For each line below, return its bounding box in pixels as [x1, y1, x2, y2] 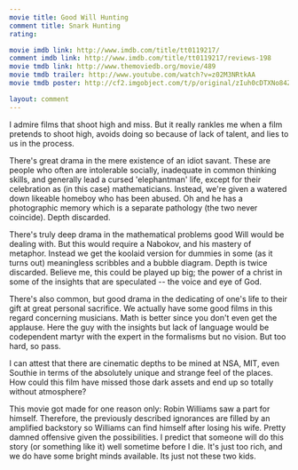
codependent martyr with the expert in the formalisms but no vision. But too [9, 331, 286, 342]
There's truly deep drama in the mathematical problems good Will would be [9, 228, 285, 240]
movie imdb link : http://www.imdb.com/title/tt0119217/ [9, 45, 220, 54]
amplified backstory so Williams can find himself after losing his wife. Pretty [9, 422, 286, 433]
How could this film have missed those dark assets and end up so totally [9, 377, 274, 387]
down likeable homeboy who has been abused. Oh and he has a [9, 193, 244, 203]
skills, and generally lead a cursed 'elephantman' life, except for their [9, 174, 262, 185]
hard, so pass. [9, 340, 61, 351]
